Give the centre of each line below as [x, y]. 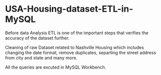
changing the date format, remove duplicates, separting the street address [81, 53]
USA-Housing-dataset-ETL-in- [69, 9]
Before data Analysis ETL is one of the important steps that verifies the [77, 33]
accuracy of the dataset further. [37, 38]
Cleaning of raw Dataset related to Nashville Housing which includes [75, 47]
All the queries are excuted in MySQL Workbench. [56, 67]
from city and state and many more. [41, 57]
